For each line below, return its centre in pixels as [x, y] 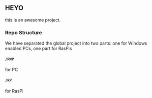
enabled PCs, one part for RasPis [39, 49]
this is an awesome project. [33, 20]
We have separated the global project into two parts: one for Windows [76, 43]
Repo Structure [24, 32]
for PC [12, 70]
